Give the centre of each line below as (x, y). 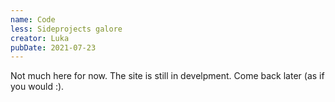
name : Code (33, 19)
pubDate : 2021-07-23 (53, 47)
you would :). (37, 87)
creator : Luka (40, 38)
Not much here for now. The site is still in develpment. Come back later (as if (167, 76)
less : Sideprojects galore (66, 29)
